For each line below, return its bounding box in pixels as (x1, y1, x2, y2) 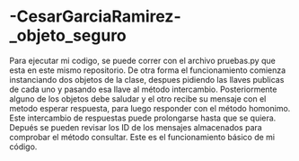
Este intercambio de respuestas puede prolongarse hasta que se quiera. (9, 112, 277, 123)
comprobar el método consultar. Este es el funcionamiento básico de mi (9, 131, 276, 142)
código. (9, 141, 38, 152)
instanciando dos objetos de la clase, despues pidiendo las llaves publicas (9, 74, 285, 85)
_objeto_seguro (9, 25, 128, 46)
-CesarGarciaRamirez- (9, 6, 181, 27)
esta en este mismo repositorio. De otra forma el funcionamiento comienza (9, 65, 286, 76)
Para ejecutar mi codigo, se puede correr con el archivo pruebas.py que (9, 55, 276, 66)
